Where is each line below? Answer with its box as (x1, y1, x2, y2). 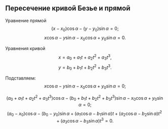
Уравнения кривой (5, 46, 46, 52)
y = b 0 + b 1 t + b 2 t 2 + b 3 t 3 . (58, 63, 112, 71)
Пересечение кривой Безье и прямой (5, 4, 131, 13)
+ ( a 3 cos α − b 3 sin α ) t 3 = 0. (56, 117, 114, 125)
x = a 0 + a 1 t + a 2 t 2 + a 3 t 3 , (58, 53, 112, 61)
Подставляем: (5, 75, 36, 81)
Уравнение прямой (5, 17, 47, 23)
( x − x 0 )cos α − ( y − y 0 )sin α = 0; (51, 25, 119, 32)
